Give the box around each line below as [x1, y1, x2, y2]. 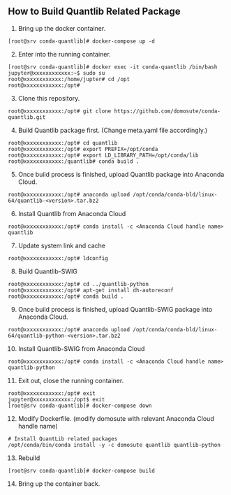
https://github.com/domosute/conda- [114, 108, 221, 115]
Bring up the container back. [17, 479, 100, 488]
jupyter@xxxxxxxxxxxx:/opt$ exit [8, 396, 105, 403]
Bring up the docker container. [17, 24, 106, 32]
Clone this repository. [17, 94, 80, 102]
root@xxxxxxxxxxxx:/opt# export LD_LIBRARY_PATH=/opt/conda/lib [8, 152, 199, 159]
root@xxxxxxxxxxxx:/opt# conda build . [8, 293, 124, 300]
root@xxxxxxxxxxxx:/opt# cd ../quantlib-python [8, 280, 149, 287]
